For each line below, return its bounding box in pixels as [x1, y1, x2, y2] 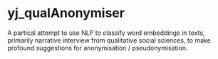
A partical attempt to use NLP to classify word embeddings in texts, [7, 28, 205, 37]
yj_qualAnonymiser [7, 5, 125, 21]
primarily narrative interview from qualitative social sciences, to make [7, 36, 212, 44]
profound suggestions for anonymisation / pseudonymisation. [7, 43, 188, 52]
